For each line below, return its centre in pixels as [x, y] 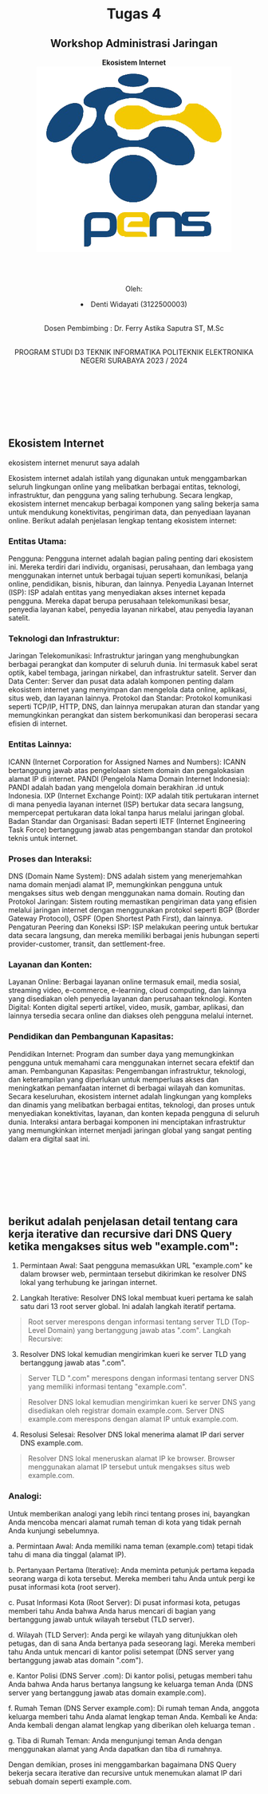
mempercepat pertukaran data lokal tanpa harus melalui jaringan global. [126, 812]
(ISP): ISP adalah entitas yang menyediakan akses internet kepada [117, 593]
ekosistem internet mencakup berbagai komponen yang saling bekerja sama [134, 503]
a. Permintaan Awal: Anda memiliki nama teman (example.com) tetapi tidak [131, 1546]
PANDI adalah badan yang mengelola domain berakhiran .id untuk [116, 787]
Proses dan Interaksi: [50, 858]
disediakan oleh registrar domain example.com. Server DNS [126, 1411]
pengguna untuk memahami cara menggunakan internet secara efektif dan [131, 1063]
